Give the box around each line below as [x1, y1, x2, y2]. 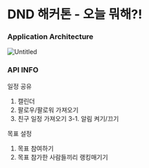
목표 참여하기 [17, 144, 54, 153]
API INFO [7, 65, 39, 75]
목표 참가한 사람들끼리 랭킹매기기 [17, 153, 108, 161]
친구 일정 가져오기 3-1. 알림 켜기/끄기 [17, 114, 119, 122]
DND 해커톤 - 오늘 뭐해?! [7, 6, 143, 22]
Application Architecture [7, 32, 93, 42]
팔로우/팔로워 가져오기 [17, 106, 79, 114]
